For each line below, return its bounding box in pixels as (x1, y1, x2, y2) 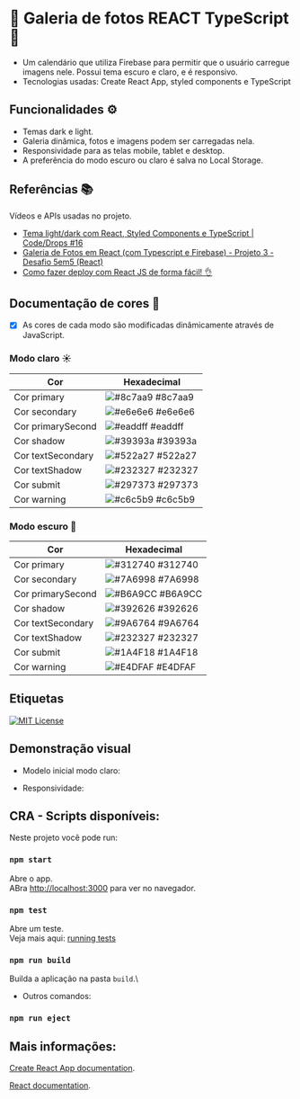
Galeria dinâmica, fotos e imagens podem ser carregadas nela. (22, 135, 255, 147)
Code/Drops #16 (22, 237, 84, 248)
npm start (9, 854, 52, 865)
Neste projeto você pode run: (9, 832, 119, 844)
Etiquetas (9, 692, 65, 707)
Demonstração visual (9, 741, 132, 756)
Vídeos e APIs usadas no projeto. (9, 210, 132, 221)
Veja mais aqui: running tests (9, 933, 117, 943)
